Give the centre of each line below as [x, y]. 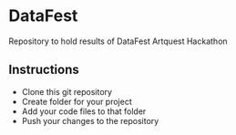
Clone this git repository [67, 91]
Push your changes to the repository [90, 120]
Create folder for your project [77, 101]
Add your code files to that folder [84, 111]
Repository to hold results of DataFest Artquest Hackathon [118, 41]
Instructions [44, 70]
